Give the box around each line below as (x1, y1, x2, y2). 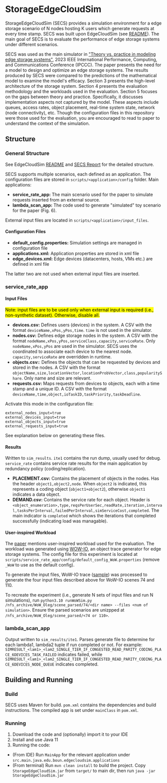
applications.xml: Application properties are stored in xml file (12, 250, 140, 256)
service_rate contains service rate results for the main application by (5, 460, 148, 467)
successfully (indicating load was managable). (12, 518, 108, 524)
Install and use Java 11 (12, 736, 58, 742)
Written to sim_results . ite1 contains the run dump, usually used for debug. (5, 455, 161, 461)
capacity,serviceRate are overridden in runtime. (12, 353, 112, 359)
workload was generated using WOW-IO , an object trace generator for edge (5, 546, 161, 552)
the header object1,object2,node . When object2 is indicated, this (12, 481, 147, 487)
